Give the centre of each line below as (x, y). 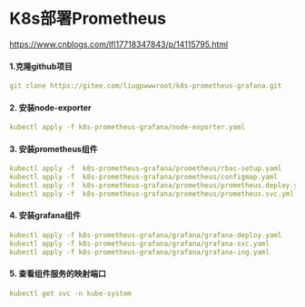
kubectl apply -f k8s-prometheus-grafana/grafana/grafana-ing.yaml (140, 252)
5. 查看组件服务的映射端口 (58, 273)
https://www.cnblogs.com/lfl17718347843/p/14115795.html (119, 44)
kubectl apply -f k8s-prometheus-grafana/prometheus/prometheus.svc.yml (152, 194)
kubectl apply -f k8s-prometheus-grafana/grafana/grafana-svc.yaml (140, 244)
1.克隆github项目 (41, 66)
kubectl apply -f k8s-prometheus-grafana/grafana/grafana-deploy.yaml (146, 235)
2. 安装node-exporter (50, 107)
